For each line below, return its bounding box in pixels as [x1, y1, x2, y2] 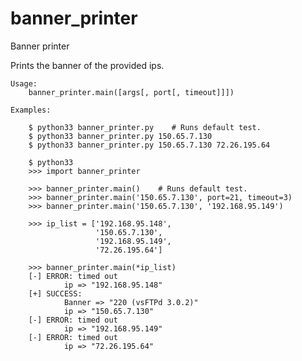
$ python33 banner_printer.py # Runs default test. [28, 122, 262, 132]
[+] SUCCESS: [28, 288, 83, 299]
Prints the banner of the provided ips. [10, 59, 165, 71]
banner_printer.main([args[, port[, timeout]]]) [28, 87, 235, 97]
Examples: [10, 105, 52, 115]
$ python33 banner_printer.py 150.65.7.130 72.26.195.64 [28, 140, 271, 150]
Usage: [10, 78, 38, 89]
